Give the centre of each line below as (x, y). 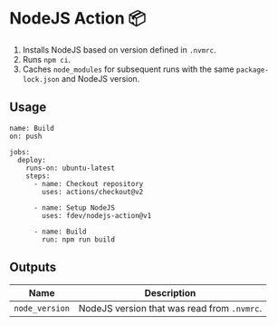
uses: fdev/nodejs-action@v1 (97, 215)
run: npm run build (79, 239)
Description (170, 292)
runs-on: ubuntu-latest (71, 168)
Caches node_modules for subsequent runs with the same (128, 69)
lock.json (41, 79)
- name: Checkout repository (88, 183)
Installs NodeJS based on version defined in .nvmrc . (119, 49)
